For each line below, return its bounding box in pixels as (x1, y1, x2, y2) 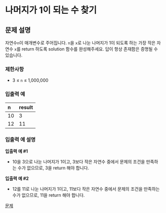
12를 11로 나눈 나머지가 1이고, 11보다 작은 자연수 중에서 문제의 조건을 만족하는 (12, 186, 160, 192)
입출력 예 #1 (5, 148, 28, 154)
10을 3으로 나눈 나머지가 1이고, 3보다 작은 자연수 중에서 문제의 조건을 (12, 159, 145, 164)
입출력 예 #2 (5, 175, 29, 181)
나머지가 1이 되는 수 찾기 (5, 4, 97, 16)
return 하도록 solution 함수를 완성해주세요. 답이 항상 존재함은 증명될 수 (21, 46, 158, 52)
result (19, 104, 33, 110)
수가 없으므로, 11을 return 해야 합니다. (12, 192, 85, 198)
